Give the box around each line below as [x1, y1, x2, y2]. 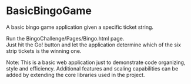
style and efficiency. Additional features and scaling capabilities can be [6, 65, 179, 72]
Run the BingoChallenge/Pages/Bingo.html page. [6, 35, 125, 42]
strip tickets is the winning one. [6, 47, 82, 54]
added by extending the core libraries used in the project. [6, 71, 145, 78]
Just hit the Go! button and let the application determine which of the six [6, 41, 181, 48]
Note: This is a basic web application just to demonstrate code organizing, [6, 59, 186, 66]
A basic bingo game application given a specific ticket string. [6, 23, 154, 31]
